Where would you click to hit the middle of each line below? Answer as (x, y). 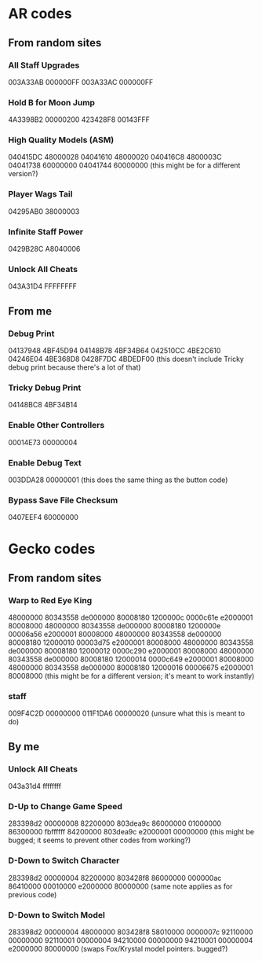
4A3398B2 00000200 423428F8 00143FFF (79, 120)
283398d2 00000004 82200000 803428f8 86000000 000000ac (115, 878)
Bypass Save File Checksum (63, 500)
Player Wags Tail (40, 194)
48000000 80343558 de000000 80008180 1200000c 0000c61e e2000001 (131, 617)
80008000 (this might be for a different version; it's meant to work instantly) (131, 676)
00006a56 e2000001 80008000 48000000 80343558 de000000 (115, 635)
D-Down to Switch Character (64, 860)
